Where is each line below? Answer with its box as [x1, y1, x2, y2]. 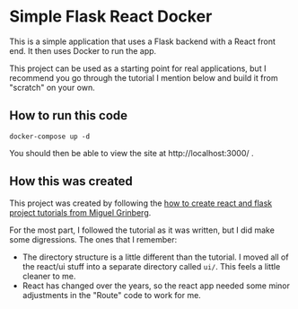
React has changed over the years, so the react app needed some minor [22, 280, 290, 291]
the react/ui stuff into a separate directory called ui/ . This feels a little [22, 260, 281, 271]
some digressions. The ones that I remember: [9, 234, 178, 244]
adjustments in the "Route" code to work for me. [22, 289, 202, 300]
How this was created [9, 173, 133, 190]
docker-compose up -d [9, 132, 91, 141]
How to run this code [9, 108, 128, 123]
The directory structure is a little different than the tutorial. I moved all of [22, 252, 289, 262]
